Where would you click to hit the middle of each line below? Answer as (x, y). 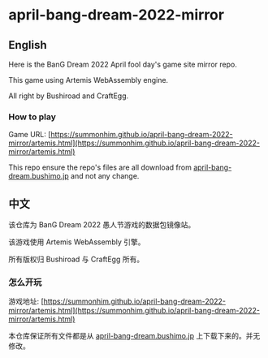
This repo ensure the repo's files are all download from (100, 167)
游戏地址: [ (26, 301)
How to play (32, 117)
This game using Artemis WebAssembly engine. (89, 80)
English (28, 45)
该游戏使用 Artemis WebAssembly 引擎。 (77, 242)
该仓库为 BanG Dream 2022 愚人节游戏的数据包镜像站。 (102, 225)
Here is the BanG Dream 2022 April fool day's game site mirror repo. (123, 64)
